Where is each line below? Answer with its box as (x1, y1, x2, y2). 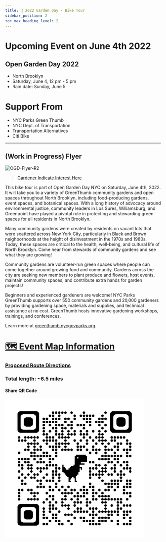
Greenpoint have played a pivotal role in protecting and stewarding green (5, 211, 154, 217)
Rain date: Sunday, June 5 (12, 84, 66, 90)
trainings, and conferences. (5, 313, 61, 319)
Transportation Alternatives (12, 128, 68, 134)
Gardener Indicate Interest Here (17, 175, 82, 181)
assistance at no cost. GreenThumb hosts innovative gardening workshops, (5, 308, 159, 314)
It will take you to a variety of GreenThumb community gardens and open (5, 190, 154, 196)
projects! (5, 283, 23, 289)
